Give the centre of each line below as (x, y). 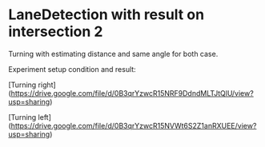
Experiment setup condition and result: (72, 69)
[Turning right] (32, 85)
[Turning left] (30, 117)
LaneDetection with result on (106, 15)
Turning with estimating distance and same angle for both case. (113, 54)
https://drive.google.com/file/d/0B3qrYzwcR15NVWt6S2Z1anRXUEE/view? (134, 125)
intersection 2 (56, 32)
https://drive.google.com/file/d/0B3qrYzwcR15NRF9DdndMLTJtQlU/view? (132, 93)
